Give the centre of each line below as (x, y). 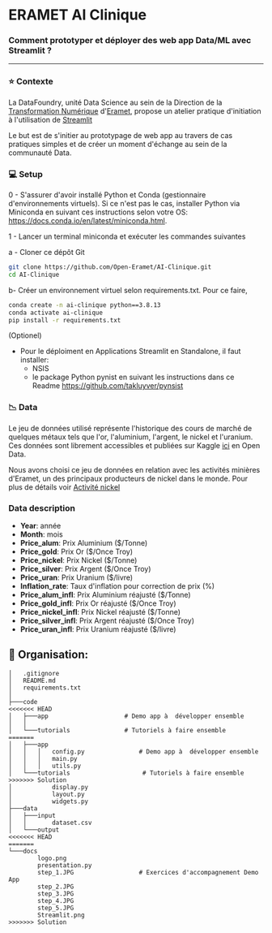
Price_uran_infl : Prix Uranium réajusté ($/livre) (98, 629)
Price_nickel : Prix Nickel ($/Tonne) (79, 560)
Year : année (40, 526)
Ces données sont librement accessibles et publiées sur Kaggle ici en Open (134, 445)
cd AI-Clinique (34, 274)
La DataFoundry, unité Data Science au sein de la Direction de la (115, 102)
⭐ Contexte (31, 81)
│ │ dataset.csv (50, 823)
